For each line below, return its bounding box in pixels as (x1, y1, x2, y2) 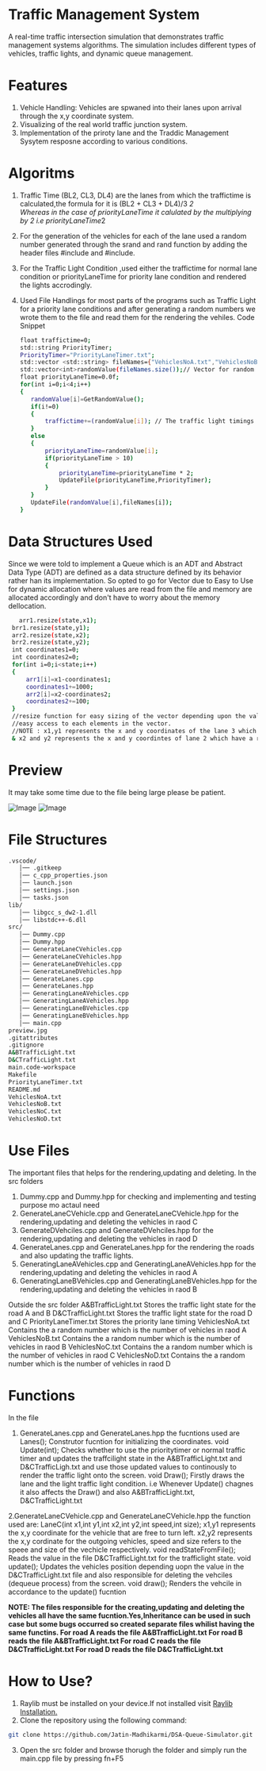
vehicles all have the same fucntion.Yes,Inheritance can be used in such (8, 1611, 251, 1620)
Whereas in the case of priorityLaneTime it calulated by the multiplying (19, 207, 252, 217)
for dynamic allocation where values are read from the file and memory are (8, 584, 253, 594)
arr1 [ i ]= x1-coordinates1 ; (25, 675, 112, 683)
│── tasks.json (18, 893, 69, 901)
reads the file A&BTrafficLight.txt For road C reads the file (8, 1636, 202, 1646)
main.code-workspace (8, 1063, 77, 1071)
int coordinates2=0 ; (11, 653, 80, 662)
